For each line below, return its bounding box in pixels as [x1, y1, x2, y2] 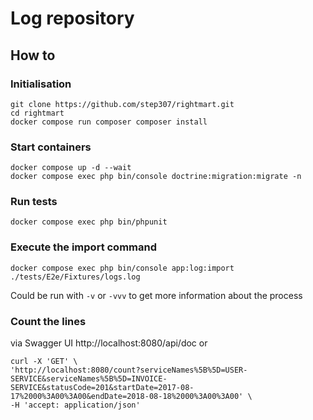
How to [10, 47, 56, 64]
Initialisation [10, 77, 72, 91]
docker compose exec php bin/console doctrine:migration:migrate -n [10, 172, 302, 182]
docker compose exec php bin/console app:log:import [10, 263, 235, 273]
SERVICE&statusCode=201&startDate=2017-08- [10, 383, 195, 393]
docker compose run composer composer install [10, 117, 208, 127]
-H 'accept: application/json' [10, 400, 141, 411]
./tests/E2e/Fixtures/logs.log [10, 272, 141, 282]
